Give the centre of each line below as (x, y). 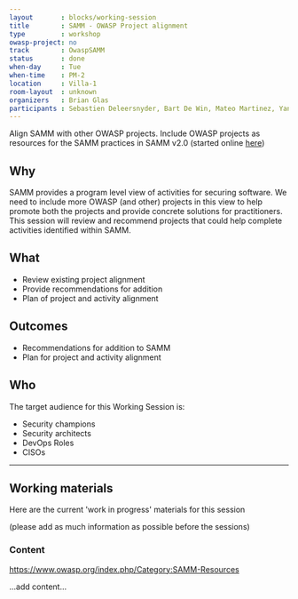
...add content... (38, 587)
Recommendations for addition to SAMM (96, 347)
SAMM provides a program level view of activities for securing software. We (148, 193)
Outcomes (39, 327)
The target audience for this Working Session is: (97, 406)
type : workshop (55, 34)
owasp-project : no (43, 42)
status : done (47, 59)
